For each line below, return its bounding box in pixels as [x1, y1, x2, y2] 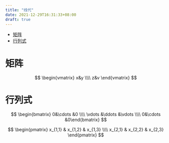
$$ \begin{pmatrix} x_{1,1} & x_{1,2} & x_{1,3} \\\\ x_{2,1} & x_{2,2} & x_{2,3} [7, 127, 164, 133]
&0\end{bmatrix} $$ [64, 117, 107, 123]
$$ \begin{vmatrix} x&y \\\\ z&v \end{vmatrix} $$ [35, 75, 137, 81]
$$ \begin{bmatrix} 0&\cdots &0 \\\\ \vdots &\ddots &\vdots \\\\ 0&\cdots [11, 111, 161, 118]
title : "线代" [5, 7, 34, 13]
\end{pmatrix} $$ [67, 132, 104, 138]
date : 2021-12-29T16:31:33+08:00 [5, 12, 77, 17]
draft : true [5, 17, 31, 22]
